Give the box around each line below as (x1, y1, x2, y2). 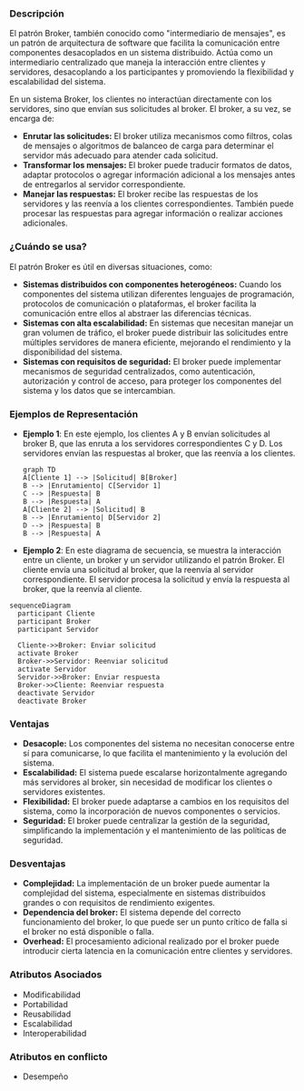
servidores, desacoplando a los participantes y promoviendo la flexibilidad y (9, 66, 295, 77)
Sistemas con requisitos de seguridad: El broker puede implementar (22, 355, 281, 366)
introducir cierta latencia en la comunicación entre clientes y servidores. (22, 946, 293, 956)
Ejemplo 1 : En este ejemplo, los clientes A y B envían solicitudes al (22, 428, 270, 439)
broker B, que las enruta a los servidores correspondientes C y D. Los (22, 437, 283, 448)
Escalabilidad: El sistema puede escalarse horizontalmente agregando (22, 767, 288, 778)
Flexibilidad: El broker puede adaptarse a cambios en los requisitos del (22, 796, 289, 807)
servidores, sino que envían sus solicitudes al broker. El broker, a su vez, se (9, 104, 292, 115)
